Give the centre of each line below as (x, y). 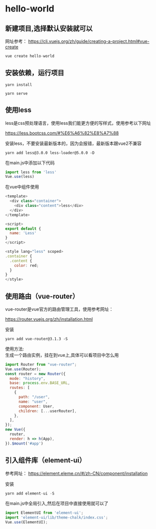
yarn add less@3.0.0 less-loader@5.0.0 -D (50, 153)
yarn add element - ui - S (30, 493)
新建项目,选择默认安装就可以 (49, 28)
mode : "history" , (28, 378)
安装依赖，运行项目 (35, 73)
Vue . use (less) (20, 177)
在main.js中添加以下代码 (30, 162)
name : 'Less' (23, 233)
